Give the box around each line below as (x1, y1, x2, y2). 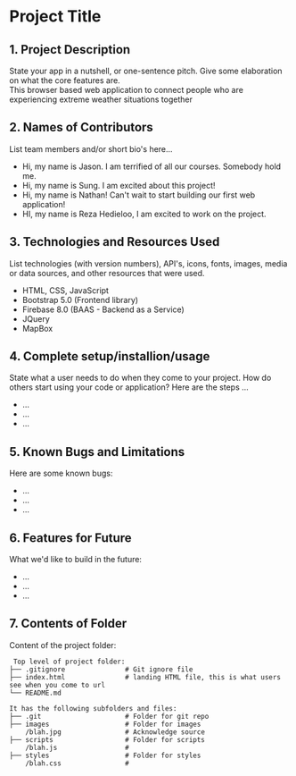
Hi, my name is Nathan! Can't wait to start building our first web (21, 190, 256, 200)
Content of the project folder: (9, 639, 117, 650)
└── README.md (9, 688, 62, 697)
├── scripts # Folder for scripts (9, 735, 205, 744)
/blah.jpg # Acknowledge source (25, 727, 205, 737)
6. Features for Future (9, 530, 132, 545)
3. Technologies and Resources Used (9, 234, 220, 249)
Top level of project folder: (12, 657, 126, 666)
